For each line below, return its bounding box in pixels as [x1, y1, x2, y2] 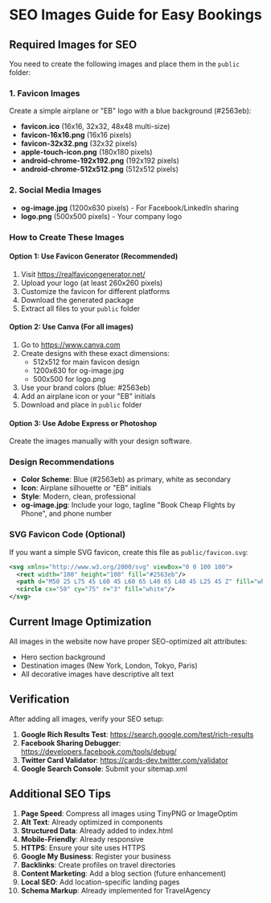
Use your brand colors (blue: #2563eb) [20, 383, 151, 392]
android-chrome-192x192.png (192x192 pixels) [20, 155, 180, 166]
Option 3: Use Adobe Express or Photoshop [9, 418, 158, 428]
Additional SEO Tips [9, 787, 111, 801]
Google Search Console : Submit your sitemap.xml [20, 764, 188, 773]
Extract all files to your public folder [20, 304, 141, 313]
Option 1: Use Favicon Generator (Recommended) [9, 251, 179, 261]
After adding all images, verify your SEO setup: [9, 714, 164, 723]
